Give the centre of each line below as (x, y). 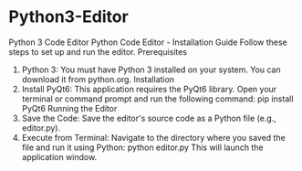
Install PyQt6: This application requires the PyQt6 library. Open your (149, 89)
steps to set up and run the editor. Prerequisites (98, 51)
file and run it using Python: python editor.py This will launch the (142, 147)
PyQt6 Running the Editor (69, 108)
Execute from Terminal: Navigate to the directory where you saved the (154, 137)
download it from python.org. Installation (98, 79)
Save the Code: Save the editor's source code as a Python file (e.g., (149, 118)
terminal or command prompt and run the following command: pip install (157, 99)
